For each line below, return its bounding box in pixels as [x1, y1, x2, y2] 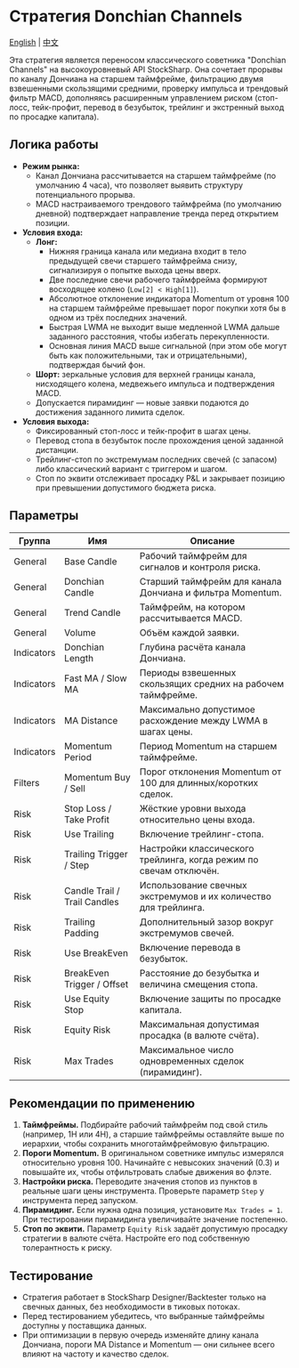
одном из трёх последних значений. [48, 312, 188, 322]
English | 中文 [9, 36, 60, 47]
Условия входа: [21, 227, 84, 238]
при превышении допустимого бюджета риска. [35, 482, 216, 493]
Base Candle [63, 554, 117, 567]
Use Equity [63, 992, 110, 1005]
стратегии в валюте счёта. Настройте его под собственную [21, 1233, 251, 1243]
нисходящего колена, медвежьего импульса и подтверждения [35, 378, 275, 389]
